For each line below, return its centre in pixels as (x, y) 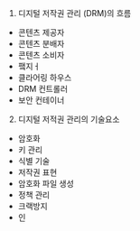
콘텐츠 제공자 (41, 32)
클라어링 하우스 (45, 78)
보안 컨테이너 (41, 100)
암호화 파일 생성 (46, 184)
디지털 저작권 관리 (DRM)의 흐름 (75, 13)
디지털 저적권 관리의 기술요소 (69, 119)
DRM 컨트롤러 (43, 89)
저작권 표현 (37, 172)
